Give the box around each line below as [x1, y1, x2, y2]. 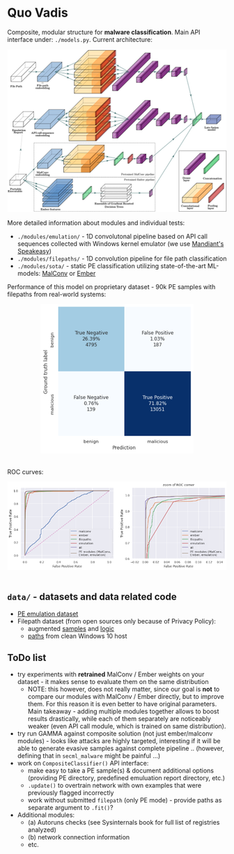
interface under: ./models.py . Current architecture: [7, 35, 153, 43]
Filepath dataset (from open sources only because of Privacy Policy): [17, 616, 216, 625]
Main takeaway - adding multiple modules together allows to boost [27, 707, 219, 715]
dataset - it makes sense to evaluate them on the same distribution [17, 678, 209, 686]
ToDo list [7, 651, 47, 663]
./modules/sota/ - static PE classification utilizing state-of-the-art [17, 262, 207, 270]
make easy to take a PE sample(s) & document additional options [27, 766, 214, 775]
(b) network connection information [27, 833, 130, 841]
